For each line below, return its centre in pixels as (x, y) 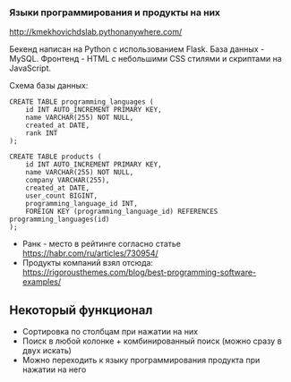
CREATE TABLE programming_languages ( (81, 102)
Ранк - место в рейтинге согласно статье (102, 244)
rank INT (42, 133)
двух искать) (47, 351)
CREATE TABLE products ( (56, 157)
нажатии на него (54, 369)
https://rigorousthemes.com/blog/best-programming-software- (139, 272)
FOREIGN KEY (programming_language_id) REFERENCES (122, 212)
